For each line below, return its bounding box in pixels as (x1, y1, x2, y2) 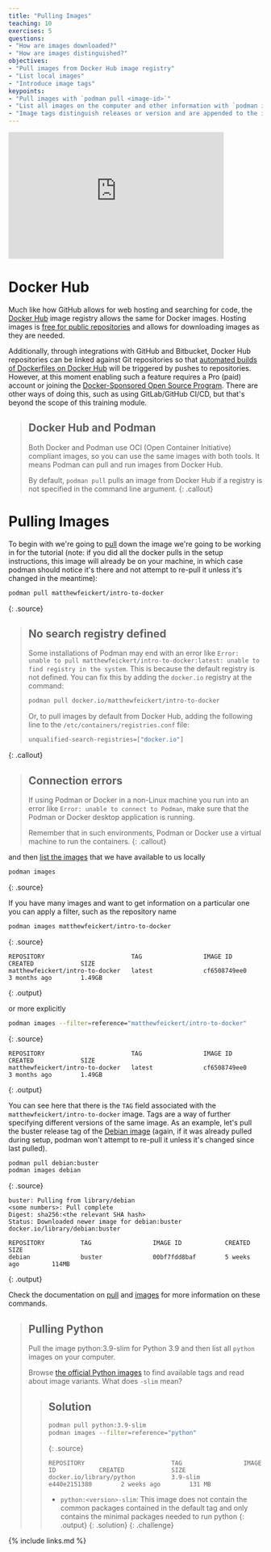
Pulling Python (27, 1322, 104, 1335)
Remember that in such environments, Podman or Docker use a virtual (27, 827, 262, 837)
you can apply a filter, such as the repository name (8, 906, 177, 916)
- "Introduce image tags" (8, 79, 95, 87)
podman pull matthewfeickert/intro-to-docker (8, 589, 164, 597)
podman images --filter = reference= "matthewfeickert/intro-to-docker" (8, 1019, 248, 1027)
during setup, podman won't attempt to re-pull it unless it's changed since (8, 1134, 255, 1144)
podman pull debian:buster (8, 1159, 99, 1167)
